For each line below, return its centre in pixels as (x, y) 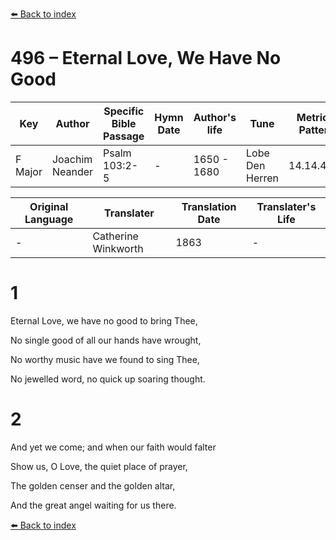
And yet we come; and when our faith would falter (113, 447)
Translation (209, 206)
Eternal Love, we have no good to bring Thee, (104, 320)
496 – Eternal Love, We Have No (146, 58)
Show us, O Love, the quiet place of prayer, (99, 466)
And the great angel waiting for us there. (93, 505)
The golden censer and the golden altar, (93, 485)
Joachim (72, 159)
